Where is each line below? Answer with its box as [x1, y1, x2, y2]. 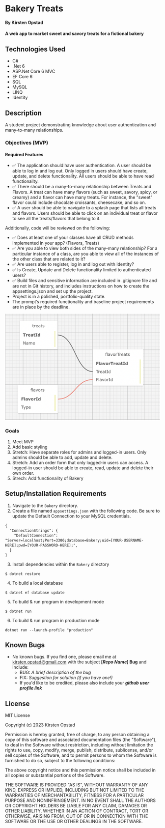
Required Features [5, 151, 44, 157]
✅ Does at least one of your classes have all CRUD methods [12, 234, 134, 241]
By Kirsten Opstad [5, 19, 43, 25]
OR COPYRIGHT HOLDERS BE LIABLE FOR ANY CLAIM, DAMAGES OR [5, 803, 147, 809]
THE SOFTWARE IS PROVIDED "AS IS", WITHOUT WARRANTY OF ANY [5, 782, 148, 788]
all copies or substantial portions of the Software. [5, 772, 105, 778]
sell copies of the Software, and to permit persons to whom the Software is [5, 752, 157, 758]
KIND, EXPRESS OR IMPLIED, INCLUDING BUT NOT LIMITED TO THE [5, 787, 144, 793]
